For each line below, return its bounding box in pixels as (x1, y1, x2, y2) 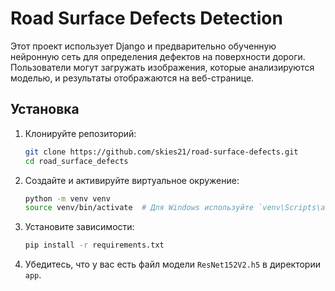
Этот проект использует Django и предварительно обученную (10, 40, 277, 52)
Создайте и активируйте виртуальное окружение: (24, 174, 240, 186)
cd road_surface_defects (24, 156, 129, 166)
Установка (10, 101, 80, 118)
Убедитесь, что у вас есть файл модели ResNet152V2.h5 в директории (24, 258, 321, 271)
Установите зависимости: (24, 221, 135, 233)
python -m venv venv (24, 193, 111, 204)
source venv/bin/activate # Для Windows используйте (24, 203, 254, 213)
